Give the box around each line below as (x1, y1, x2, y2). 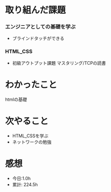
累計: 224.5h (12, 181, 38, 188)
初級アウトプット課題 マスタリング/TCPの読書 (12, 60, 106, 66)
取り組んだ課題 (5, 4, 66, 16)
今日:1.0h (12, 175, 31, 181)
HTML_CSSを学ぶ (12, 133, 48, 139)
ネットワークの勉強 (12, 139, 52, 145)
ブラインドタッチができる (12, 36, 65, 41)
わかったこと (5, 79, 58, 90)
